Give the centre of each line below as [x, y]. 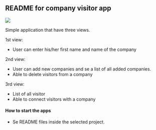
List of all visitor [29, 94]
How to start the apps [28, 111]
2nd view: [15, 59]
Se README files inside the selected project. [58, 122]
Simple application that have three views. [48, 30]
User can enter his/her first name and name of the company [74, 49]
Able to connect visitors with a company [54, 99]
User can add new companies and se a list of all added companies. [82, 69]
